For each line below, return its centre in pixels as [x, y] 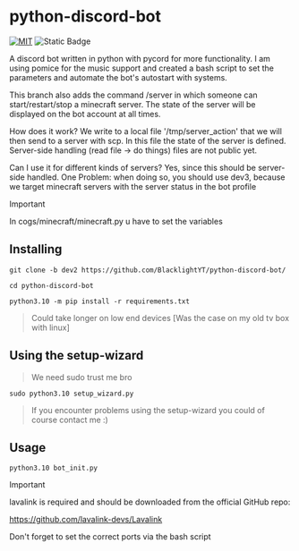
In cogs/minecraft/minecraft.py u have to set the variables [116, 221]
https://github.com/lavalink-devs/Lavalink [86, 520]
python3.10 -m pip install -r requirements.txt [100, 301]
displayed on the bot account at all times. [85, 114]
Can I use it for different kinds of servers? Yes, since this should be [133, 167]
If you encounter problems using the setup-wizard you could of [148, 410]
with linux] [50, 327]
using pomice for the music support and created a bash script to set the [142, 68]
